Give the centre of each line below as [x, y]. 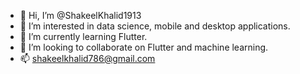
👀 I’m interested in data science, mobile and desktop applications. [155, 26]
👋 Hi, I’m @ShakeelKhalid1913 [80, 15]
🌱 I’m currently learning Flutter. [83, 36]
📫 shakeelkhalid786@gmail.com [87, 58]
